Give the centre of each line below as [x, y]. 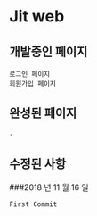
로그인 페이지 [30, 74]
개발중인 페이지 [48, 51]
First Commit [33, 204]
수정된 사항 [38, 164]
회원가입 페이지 [32, 84]
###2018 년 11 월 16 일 [49, 187]
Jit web [37, 17]
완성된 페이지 [43, 113]
